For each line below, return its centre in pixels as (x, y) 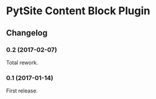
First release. (22, 91)
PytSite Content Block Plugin (78, 11)
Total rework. (22, 62)
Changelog (27, 33)
